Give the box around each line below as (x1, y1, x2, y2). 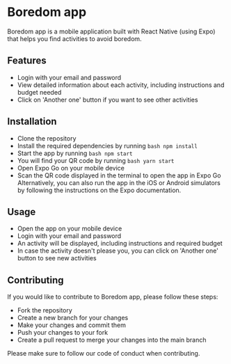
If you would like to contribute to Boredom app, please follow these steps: (7, 293, 218, 301)
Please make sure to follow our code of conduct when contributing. (7, 349, 200, 358)
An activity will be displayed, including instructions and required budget (17, 239, 223, 248)
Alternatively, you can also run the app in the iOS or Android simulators (17, 178, 221, 187)
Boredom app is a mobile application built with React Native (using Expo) (7, 27, 216, 35)
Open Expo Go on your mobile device (17, 164, 125, 172)
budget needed (17, 88, 62, 96)
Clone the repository (17, 134, 77, 143)
